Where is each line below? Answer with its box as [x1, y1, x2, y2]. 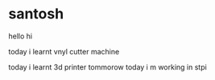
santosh [8, 5, 64, 23]
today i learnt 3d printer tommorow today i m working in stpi [8, 62, 207, 72]
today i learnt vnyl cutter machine [8, 46, 120, 56]
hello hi [8, 31, 33, 41]
